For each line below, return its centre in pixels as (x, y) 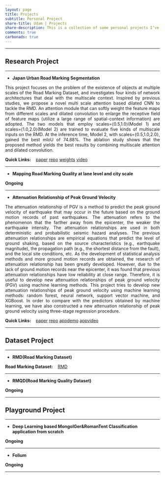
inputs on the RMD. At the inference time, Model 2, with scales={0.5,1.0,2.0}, (82, 134)
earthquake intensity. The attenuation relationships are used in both (82, 227)
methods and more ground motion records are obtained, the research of (82, 259)
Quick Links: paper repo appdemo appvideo (52, 320)
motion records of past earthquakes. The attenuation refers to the (82, 217)
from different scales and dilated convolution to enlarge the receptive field (82, 113)
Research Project (32, 62)
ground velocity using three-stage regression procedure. (63, 311)
